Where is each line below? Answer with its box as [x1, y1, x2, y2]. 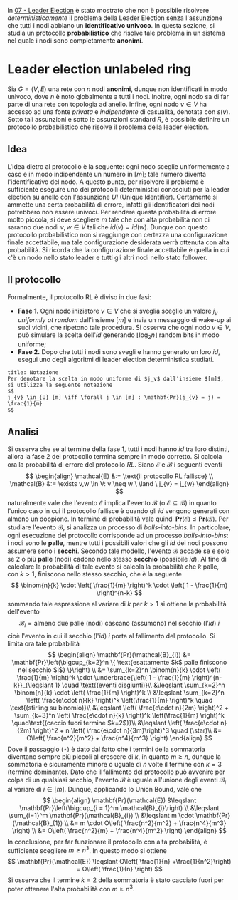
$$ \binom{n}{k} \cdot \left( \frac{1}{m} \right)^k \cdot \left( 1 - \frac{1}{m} [11, 581, 228, 589]
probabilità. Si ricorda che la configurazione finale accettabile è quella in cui [7, 245, 229, 254]
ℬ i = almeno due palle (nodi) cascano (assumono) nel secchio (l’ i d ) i [18, 619, 220, 629]
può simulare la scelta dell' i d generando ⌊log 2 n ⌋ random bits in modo [17, 331, 220, 341]
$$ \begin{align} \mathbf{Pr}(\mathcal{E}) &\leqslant [42, 796, 197, 805]
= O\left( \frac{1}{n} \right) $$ [76, 865, 163, 874]
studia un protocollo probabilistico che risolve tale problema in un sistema [7, 29, 225, 37]
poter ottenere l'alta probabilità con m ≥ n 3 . [7, 884, 135, 893]
